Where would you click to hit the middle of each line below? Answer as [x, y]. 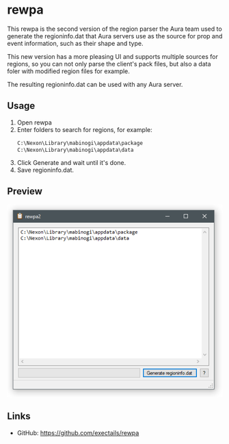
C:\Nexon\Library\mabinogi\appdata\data [75, 150]
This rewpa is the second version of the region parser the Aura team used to [114, 29]
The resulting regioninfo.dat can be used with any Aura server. [95, 84]
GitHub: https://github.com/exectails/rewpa [78, 432]
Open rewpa [35, 122]
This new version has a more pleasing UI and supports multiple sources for [113, 56]
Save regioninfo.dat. [45, 170]
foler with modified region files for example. [68, 71]
